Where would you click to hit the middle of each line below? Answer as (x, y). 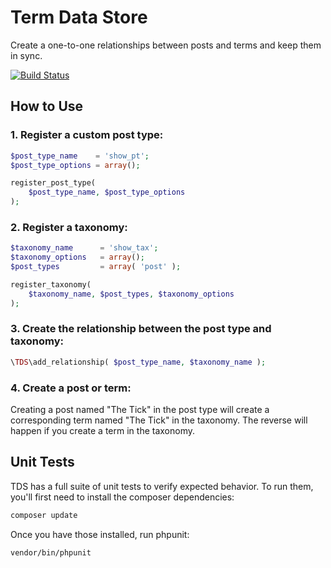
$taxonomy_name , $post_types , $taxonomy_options (131, 294)
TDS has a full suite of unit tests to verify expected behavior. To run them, (162, 486)
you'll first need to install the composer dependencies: (122, 497)
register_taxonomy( (51, 284)
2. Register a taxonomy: (69, 227)
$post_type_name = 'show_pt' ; (80, 156)
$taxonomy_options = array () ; (77, 257)
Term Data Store (79, 17)
